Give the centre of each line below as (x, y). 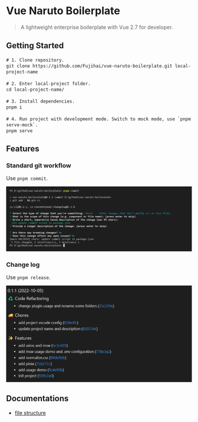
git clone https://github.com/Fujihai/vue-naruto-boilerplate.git (89, 66)
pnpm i (14, 107)
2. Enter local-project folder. (51, 84)
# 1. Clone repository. (35, 60)
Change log (23, 265)
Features (23, 149)
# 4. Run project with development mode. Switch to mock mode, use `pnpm (99, 119)
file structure (30, 413)
